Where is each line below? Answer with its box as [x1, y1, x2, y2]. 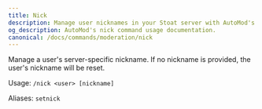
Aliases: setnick [8, 93, 61, 103]
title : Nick [8, 11, 47, 20]
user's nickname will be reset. [8, 64, 105, 73]
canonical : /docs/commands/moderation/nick [8, 33, 153, 42]
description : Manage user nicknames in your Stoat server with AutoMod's [8, 19, 256, 27]
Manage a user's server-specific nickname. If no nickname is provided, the [8, 55, 251, 64]
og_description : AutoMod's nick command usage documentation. [8, 26, 216, 34]
